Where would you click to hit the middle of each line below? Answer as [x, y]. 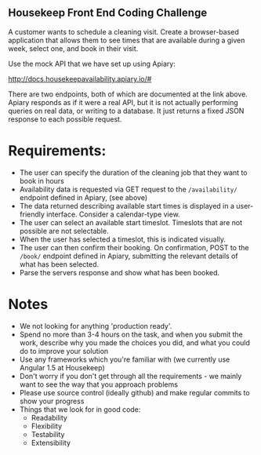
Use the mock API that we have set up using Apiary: [92, 64]
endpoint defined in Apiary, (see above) [83, 197]
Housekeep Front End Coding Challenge [108, 13]
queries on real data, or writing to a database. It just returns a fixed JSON [126, 111]
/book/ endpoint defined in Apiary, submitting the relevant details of [129, 256]
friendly [32, 214]
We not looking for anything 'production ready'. [96, 326]
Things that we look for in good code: [80, 409]
